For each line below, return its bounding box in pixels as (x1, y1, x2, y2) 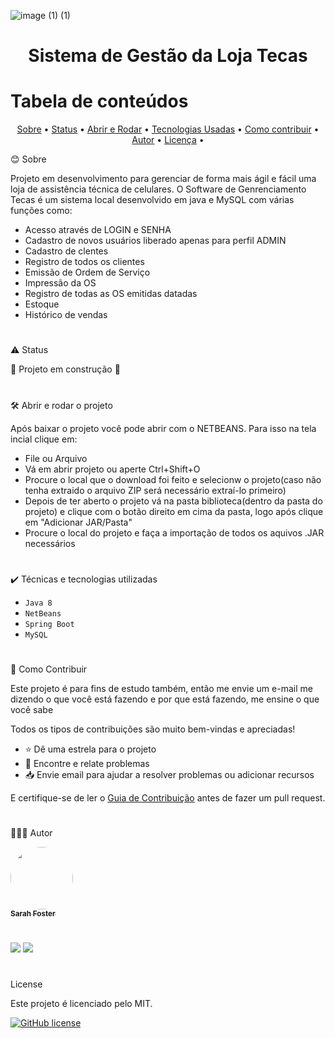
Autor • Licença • (131, 134, 205, 146)
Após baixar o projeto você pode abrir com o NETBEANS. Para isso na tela (10, 422, 317, 434)
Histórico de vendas (24, 309, 108, 321)
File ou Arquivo (24, 452, 88, 464)
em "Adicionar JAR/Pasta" (24, 516, 133, 528)
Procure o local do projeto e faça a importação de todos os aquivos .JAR (24, 526, 325, 539)
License (10, 978, 43, 990)
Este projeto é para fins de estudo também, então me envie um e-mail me (10, 682, 313, 694)
